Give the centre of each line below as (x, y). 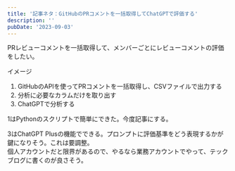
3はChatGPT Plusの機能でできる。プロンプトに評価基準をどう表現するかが (115, 134)
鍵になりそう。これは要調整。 (50, 143)
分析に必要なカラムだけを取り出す (67, 95)
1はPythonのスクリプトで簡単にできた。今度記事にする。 (90, 119)
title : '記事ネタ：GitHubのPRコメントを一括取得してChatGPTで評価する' (103, 14)
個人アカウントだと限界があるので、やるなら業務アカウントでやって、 (109, 151)
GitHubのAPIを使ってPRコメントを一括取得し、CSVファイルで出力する (120, 87)
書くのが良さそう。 (59, 160)
